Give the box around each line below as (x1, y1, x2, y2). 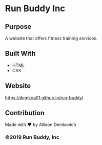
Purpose (5, 22, 32, 31)
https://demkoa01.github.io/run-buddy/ (5, 95, 83, 101)
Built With (5, 49, 36, 58)
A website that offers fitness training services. (5, 35, 98, 41)
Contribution (5, 109, 45, 117)
